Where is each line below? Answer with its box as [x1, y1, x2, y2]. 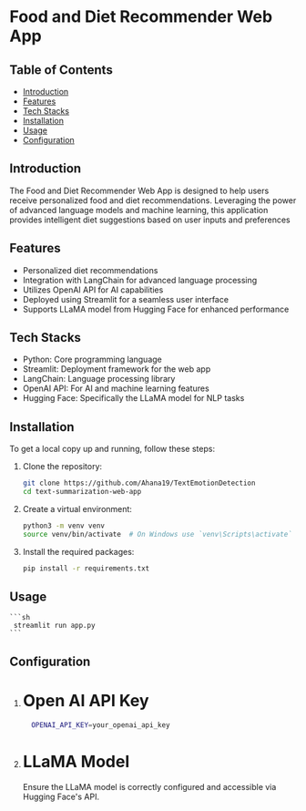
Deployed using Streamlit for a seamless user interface [22, 293, 229, 304]
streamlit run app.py [13, 621, 96, 631]
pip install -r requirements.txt [22, 563, 150, 573]
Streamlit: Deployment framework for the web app [22, 364, 211, 375]
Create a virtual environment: [22, 504, 132, 514]
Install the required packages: [22, 546, 135, 557]
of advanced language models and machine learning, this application [9, 204, 269, 215]
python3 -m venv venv [22, 521, 106, 530]
